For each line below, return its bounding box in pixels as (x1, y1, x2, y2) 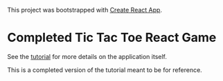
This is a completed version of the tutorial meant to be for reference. (7, 65, 202, 74)
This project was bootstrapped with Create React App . (7, 6, 163, 14)
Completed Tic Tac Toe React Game (7, 30, 217, 45)
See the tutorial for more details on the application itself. (7, 52, 168, 60)
